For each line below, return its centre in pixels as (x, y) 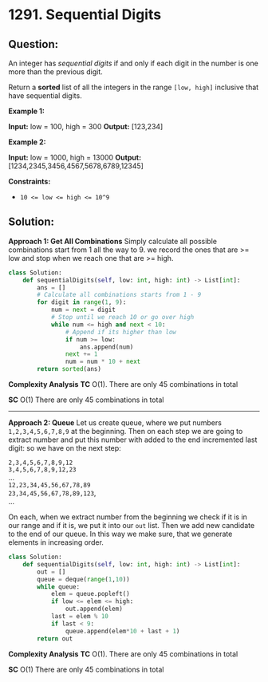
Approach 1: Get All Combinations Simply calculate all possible (113, 241)
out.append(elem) (94, 609)
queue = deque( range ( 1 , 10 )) (83, 579)
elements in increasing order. (56, 542)
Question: (33, 44)
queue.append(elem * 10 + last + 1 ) (122, 631)
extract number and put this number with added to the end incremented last (133, 440)
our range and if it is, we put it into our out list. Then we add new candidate (132, 526)
